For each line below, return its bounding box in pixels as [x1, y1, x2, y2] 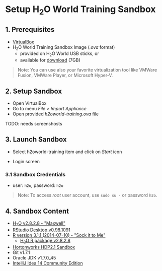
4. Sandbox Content [5, 207, 69, 215]
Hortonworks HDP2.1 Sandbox [12, 244, 75, 250]
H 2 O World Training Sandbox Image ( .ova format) [12, 44, 115, 51]
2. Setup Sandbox [5, 87, 62, 95]
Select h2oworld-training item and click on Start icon [12, 149, 122, 155]
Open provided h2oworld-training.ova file [12, 111, 99, 117]
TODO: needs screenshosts [5, 121, 62, 126]
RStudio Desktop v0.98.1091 [12, 227, 70, 233]
